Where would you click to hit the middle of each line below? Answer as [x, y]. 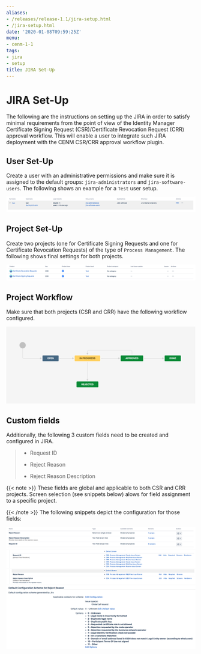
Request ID [43, 453]
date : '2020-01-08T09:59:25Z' [44, 32]
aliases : [17, 13]
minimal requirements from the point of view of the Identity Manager [91, 123]
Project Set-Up [34, 229]
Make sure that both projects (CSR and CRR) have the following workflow [97, 312]
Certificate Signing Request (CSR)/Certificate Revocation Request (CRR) [95, 130]
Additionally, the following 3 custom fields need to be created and [88, 435]
